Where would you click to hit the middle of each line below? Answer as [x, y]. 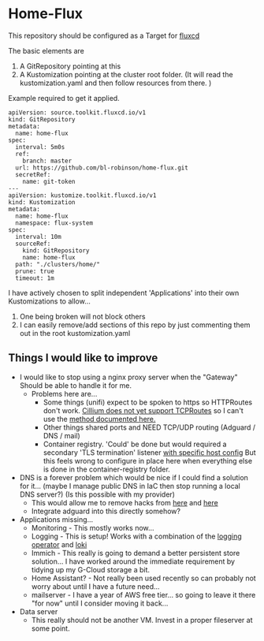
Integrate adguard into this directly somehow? [106, 511]
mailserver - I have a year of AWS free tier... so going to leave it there [143, 594]
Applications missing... [56, 519]
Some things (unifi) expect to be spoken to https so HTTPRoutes [148, 402]
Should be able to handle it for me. [76, 385]
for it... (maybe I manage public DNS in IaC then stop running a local [130, 486]
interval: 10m [38, 237]
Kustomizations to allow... [49, 301]
